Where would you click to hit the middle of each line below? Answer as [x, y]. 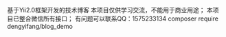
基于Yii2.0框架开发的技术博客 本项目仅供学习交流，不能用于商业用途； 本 [110, 10]
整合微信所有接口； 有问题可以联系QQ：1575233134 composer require [118, 18]
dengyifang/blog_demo [40, 26]
